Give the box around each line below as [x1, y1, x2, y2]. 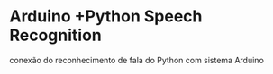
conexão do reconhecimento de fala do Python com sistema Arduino [9, 54, 264, 65]
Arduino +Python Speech [9, 6, 203, 27]
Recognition [9, 25, 102, 45]
